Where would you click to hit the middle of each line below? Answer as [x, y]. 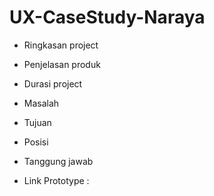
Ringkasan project [61, 45]
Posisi [36, 142]
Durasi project [53, 83]
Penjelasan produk [62, 64]
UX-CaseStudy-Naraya [107, 17]
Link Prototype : [56, 180]
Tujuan [37, 122]
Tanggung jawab [58, 161]
